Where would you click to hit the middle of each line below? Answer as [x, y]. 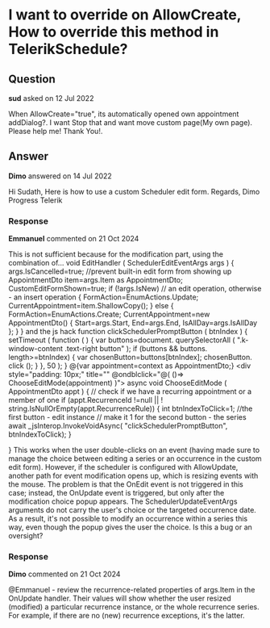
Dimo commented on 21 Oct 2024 [64, 574]
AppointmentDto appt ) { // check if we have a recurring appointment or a [130, 391]
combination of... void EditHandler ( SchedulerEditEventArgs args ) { [121, 263]
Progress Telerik [35, 200]
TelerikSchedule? [68, 49]
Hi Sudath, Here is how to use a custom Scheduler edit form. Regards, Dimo [134, 191]
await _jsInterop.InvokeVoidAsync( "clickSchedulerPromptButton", [118, 426]
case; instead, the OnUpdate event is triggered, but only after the [116, 493]
